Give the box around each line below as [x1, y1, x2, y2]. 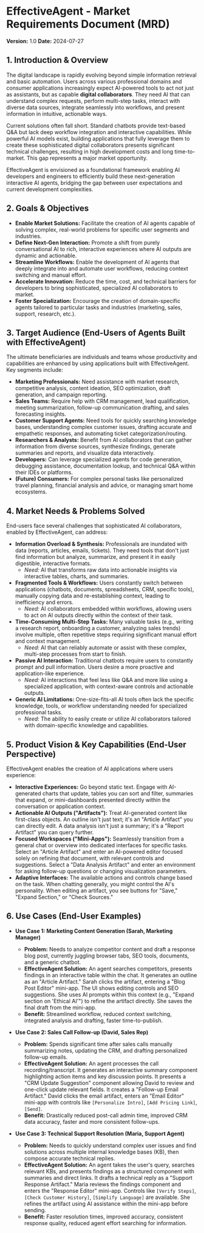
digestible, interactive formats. [15, 560, 92, 567]
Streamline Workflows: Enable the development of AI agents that [15, 258, 180, 266]
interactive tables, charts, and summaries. [24, 573, 129, 580]
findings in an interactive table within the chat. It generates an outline [24, 971, 197, 979]
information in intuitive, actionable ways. [6, 110, 107, 117]
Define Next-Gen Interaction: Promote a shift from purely [15, 239, 160, 246]
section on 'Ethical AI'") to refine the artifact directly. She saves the [24, 997, 192, 1004]
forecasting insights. [15, 410, 67, 418]
